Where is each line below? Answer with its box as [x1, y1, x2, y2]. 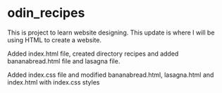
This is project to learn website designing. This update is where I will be [7, 28, 215, 37]
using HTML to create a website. [7, 35, 102, 44]
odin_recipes [7, 5, 85, 21]
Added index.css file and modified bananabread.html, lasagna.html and [7, 70, 214, 79]
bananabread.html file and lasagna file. [7, 56, 121, 65]
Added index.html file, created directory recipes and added [7, 49, 179, 58]
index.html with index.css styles [7, 77, 100, 86]
